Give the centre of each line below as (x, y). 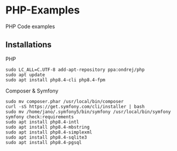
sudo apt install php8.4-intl (42, 122)
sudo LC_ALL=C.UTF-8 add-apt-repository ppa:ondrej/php (75, 70)
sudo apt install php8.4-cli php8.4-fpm (56, 80)
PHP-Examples (43, 10)
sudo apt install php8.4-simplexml (49, 132)
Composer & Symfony (32, 91)
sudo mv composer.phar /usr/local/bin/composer (65, 101)
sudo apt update (25, 75)
